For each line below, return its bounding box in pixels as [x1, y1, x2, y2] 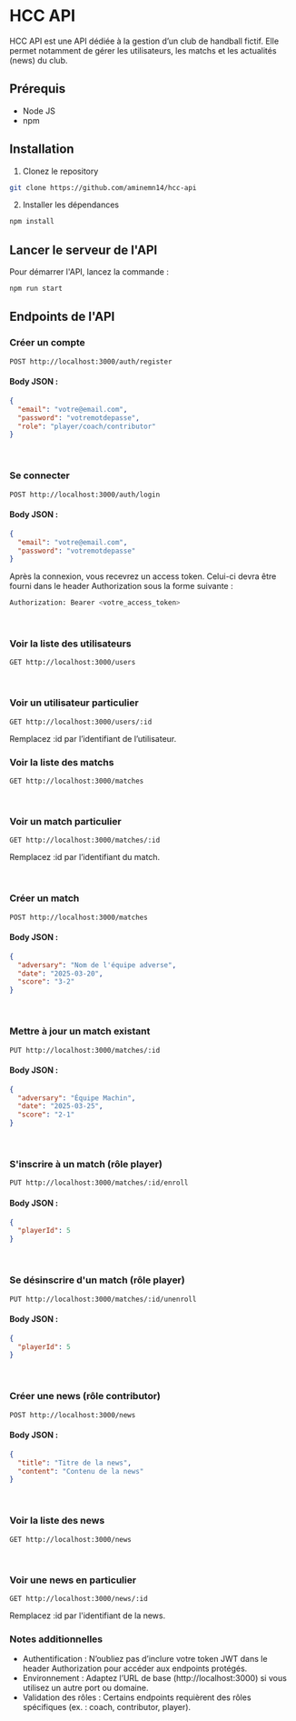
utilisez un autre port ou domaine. [22, 1683, 149, 1694]
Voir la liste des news [9, 1515, 105, 1527]
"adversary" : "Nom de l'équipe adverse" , [17, 960, 177, 969]
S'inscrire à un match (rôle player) [9, 1158, 163, 1170]
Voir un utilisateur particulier [9, 696, 139, 709]
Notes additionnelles [9, 1633, 104, 1646]
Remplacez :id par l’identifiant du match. [9, 852, 161, 863]
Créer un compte [9, 336, 86, 349]
